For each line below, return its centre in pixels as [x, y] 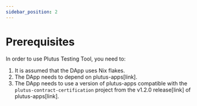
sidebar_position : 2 [32, 12]
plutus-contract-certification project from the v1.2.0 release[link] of [102, 90]
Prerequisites [40, 41]
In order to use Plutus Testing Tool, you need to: [66, 59]
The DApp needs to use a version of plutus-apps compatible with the [101, 83]
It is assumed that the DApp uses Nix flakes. [70, 70]
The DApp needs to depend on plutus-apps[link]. [76, 77]
